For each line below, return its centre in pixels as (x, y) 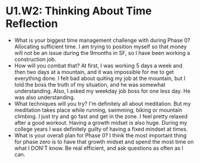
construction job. (35, 59)
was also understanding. (45, 97)
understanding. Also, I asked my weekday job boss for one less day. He (102, 91)
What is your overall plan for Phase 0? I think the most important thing (100, 135)
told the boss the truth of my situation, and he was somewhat (90, 84)
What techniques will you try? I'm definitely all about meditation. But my (102, 103)
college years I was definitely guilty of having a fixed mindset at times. (101, 129)
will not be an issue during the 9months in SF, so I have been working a (102, 53)
